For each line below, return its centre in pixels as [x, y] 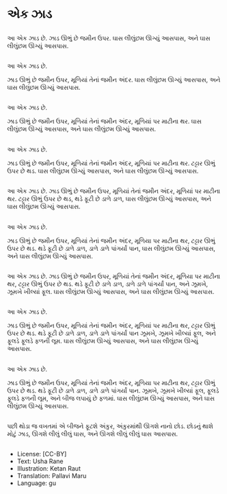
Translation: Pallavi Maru [52, 476]
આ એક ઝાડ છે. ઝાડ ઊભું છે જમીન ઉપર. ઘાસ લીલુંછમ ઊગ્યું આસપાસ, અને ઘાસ [109, 38]
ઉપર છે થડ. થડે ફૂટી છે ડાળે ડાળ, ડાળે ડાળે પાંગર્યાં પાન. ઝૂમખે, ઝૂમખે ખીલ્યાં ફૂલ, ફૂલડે [113, 391]
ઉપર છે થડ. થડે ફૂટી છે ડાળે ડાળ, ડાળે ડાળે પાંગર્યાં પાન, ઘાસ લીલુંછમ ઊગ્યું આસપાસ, [111, 248]
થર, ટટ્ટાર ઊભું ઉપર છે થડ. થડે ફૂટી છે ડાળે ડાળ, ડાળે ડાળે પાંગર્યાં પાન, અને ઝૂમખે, [108, 284]
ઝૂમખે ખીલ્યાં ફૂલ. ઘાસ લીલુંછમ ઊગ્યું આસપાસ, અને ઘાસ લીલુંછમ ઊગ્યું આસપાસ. [111, 291]
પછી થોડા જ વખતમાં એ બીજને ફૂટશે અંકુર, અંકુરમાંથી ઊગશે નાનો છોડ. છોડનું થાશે [110, 426]
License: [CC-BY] [42, 454]
